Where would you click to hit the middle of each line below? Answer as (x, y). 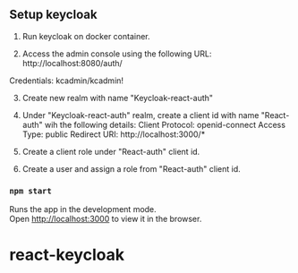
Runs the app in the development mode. (83, 209)
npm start (30, 191)
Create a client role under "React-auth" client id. (111, 151)
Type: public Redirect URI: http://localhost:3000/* (114, 134)
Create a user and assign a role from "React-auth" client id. (132, 168)
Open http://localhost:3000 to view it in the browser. (106, 219)
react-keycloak (67, 255)
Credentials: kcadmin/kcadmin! (66, 81)
